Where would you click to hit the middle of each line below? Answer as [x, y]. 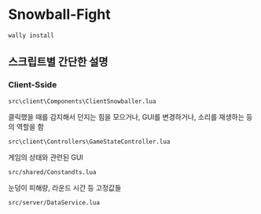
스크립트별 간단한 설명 [58, 62]
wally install [31, 35]
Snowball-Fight [60, 15]
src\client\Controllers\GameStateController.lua [89, 142]
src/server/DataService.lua [54, 202]
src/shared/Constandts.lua [52, 172]
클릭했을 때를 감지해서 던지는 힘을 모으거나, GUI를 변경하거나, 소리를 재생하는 [127, 116]
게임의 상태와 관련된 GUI [46, 157]
